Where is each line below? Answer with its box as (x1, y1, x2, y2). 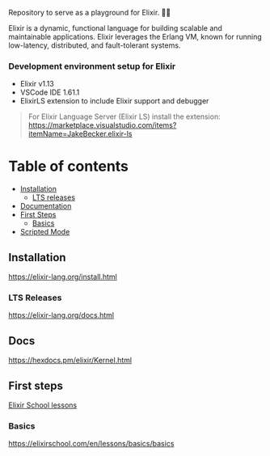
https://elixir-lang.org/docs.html (8, 310, 115, 320)
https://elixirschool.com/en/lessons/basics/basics (8, 439, 175, 449)
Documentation (19, 201, 72, 211)
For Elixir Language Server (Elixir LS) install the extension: (27, 112, 221, 121)
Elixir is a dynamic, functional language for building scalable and (8, 23, 222, 32)
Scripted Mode (19, 227, 70, 237)
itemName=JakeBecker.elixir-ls (27, 129, 133, 139)
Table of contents (8, 158, 129, 175)
